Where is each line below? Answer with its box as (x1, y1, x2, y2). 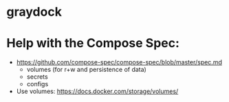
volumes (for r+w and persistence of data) (26, 66, 147, 74)
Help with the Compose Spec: (6, 36, 180, 51)
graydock (6, 4, 63, 20)
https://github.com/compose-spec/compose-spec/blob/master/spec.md (16, 58, 223, 66)
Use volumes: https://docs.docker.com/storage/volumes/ (16, 87, 179, 96)
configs (26, 80, 49, 88)
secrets (26, 73, 49, 81)
